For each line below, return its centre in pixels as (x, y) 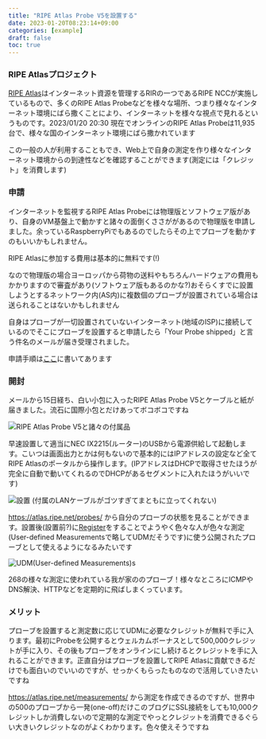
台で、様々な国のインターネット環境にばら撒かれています (102, 133)
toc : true (25, 45)
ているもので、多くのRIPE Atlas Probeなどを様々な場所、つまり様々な (122, 103)
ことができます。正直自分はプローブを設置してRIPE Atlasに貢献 (125, 660)
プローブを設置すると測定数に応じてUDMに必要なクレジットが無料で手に (128, 631)
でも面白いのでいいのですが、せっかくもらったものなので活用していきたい (137, 671)
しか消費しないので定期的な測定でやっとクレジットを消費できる (140, 718)
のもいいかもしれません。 (50, 241)
